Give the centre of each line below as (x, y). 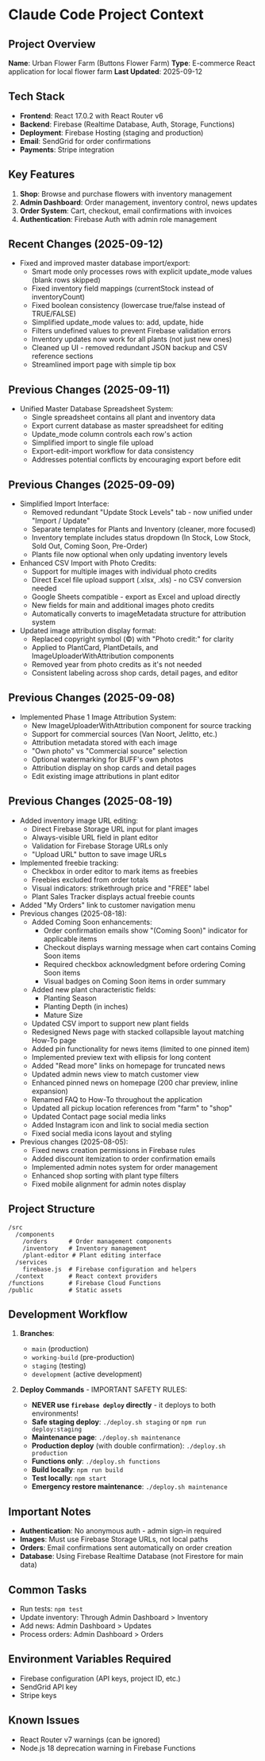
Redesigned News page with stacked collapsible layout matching (138, 1031)
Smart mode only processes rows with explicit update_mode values (142, 271)
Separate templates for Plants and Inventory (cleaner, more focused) (144, 529)
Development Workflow (68, 1314)
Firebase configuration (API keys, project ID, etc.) (100, 1678)
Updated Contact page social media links (99, 1116)
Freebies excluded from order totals (90, 879)
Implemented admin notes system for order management (125, 1167)
